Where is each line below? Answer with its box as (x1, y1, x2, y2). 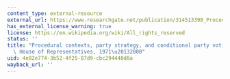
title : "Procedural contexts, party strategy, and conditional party (7, 42, 210, 49)
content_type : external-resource (7, 10, 103, 17)
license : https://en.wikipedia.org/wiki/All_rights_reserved (7, 29, 186, 36)
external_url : (7, 16, 48, 23)
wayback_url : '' (7, 61, 53, 68)
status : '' (7, 36, 38, 43)
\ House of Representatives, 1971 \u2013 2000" (13, 49, 146, 56)
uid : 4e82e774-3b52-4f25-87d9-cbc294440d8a (7, 55, 133, 62)
